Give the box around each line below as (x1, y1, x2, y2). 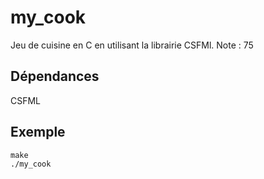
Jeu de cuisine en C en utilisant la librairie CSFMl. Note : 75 (10, 39, 254, 51)
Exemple (10, 124, 66, 141)
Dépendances (10, 68, 100, 85)
